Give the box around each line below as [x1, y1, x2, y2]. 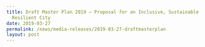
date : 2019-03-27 [6, 20, 51, 26]
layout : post [6, 32, 40, 38]
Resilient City [12, 15, 51, 21]
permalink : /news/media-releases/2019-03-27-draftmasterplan [6, 26, 166, 32]
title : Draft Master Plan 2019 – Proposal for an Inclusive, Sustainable [6, 9, 199, 15]
